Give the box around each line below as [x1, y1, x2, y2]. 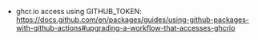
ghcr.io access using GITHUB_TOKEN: [15, 7, 142, 16]
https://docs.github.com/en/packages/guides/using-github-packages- [15, 15, 250, 24]
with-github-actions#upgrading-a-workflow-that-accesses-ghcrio [15, 24, 236, 32]
